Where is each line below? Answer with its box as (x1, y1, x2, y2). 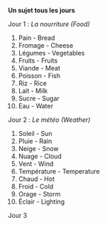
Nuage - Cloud (18, 152, 62, 160)
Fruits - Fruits (18, 56, 58, 65)
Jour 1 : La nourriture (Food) (8, 20, 91, 28)
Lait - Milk (18, 87, 48, 95)
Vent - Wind (18, 159, 54, 168)
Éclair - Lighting (18, 197, 65, 206)
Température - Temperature (18, 167, 100, 175)
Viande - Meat (18, 64, 61, 72)
